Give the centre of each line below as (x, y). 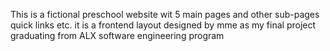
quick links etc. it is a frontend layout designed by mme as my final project (163, 25)
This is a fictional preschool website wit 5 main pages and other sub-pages (165, 14)
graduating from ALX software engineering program (117, 35)
